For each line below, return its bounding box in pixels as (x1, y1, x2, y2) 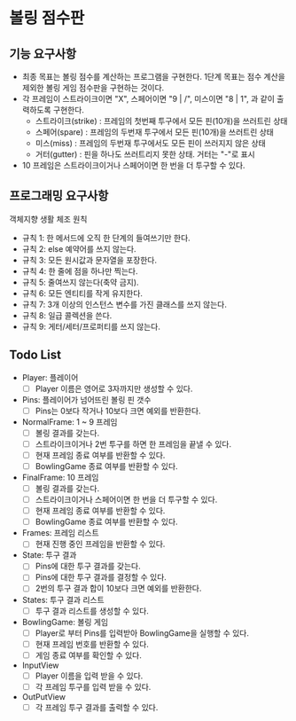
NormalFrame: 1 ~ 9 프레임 (21, 416, 118, 427)
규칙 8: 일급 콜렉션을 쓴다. (21, 310, 113, 320)
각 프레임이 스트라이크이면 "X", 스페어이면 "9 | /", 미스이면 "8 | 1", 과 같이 (21, 94, 275, 104)
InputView (21, 660, 59, 670)
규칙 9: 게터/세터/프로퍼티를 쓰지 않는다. (21, 321, 161, 332)
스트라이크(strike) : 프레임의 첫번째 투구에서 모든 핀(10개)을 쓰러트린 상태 (35, 116, 288, 126)
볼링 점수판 (9, 8, 85, 28)
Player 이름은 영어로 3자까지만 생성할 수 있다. (35, 383, 193, 394)
